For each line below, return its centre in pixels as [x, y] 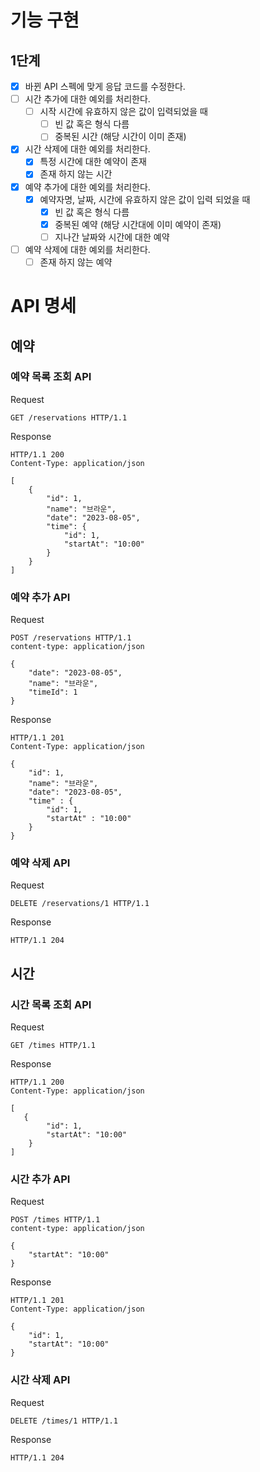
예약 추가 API [40, 597]
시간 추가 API [40, 1179]
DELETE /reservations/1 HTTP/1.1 [80, 904]
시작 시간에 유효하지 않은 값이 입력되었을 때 [123, 112]
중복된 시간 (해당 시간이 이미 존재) [120, 137]
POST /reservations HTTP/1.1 [71, 638]
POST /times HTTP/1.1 [55, 1220]
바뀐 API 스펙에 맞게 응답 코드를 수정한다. [105, 86]
